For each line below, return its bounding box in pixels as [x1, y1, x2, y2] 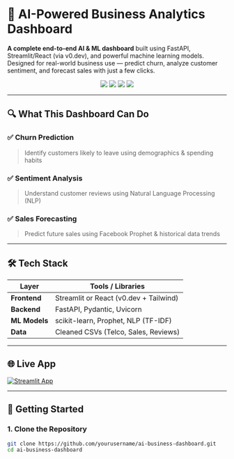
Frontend [10, 293, 42, 303]
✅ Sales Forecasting [7, 214, 77, 224]
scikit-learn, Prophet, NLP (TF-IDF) [54, 316, 172, 326]
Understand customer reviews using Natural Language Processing [24, 189, 215, 197]
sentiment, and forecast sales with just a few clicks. [7, 66, 155, 75]
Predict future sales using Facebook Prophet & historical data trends [24, 230, 221, 238]
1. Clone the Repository [7, 424, 87, 434]
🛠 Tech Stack [7, 257, 68, 269]
